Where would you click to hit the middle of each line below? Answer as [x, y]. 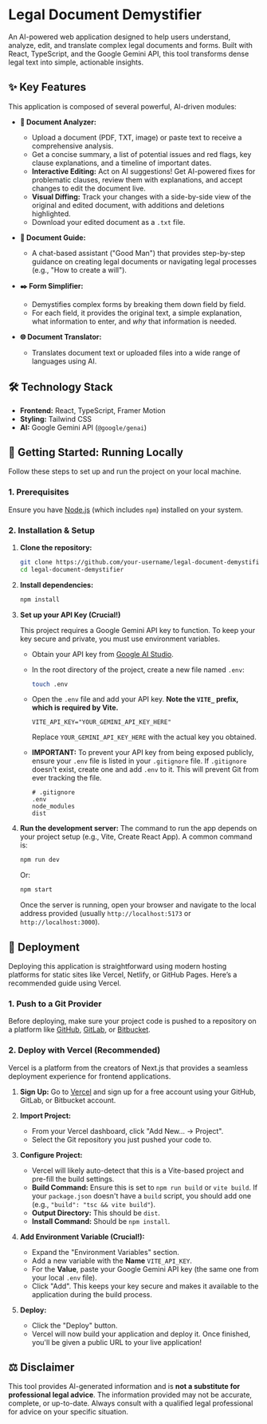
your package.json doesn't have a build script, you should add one [141, 1196]
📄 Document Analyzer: [58, 122]
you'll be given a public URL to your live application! [116, 1342]
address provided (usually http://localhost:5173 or [105, 914]
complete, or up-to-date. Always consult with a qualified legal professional [131, 1403]
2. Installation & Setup [52, 530]
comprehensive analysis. [73, 146]
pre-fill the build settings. [73, 1178]
